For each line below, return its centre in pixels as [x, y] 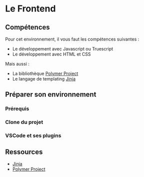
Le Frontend [31, 9]
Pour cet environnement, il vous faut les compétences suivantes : [72, 39]
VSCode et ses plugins [33, 135]
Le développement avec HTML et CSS [52, 54]
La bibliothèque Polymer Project [45, 73]
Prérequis [17, 109]
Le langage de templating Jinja [44, 79]
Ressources [24, 152]
